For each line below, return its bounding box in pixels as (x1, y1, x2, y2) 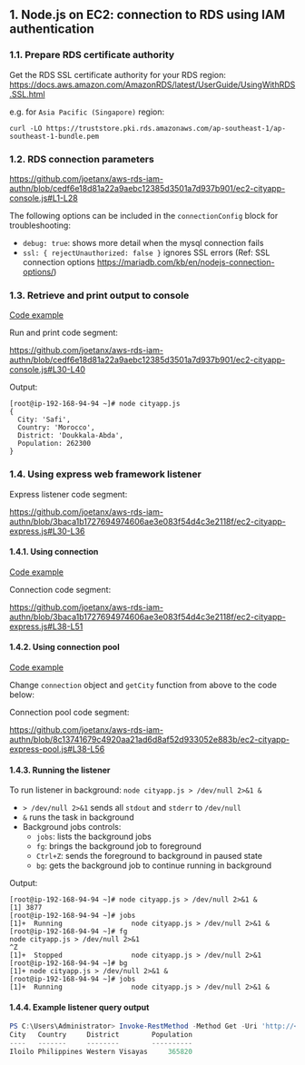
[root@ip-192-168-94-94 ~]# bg (9, 959, 128, 968)
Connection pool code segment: (9, 706, 130, 717)
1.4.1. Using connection (9, 547, 99, 557)
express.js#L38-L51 (9, 621, 84, 632)
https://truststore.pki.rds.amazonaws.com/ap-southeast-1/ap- (45, 123, 286, 133)
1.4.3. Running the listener (9, 764, 111, 775)
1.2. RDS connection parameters (9, 153, 154, 165)
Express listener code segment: (9, 488, 128, 499)
